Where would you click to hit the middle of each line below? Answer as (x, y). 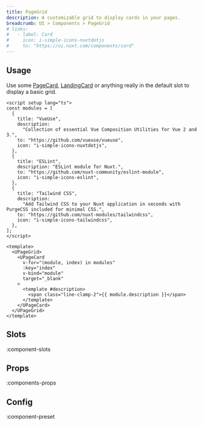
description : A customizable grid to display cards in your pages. (94, 18)
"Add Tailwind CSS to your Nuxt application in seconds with (101, 204)
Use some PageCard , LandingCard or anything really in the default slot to (98, 85)
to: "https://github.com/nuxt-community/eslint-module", (91, 172)
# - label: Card (29, 35)
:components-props (31, 383)
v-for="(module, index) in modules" (69, 262)
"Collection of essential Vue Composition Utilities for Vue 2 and (110, 129)
